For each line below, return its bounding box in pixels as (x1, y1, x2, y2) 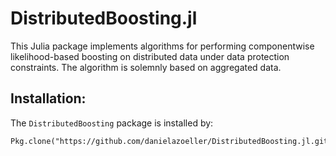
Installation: (10, 90, 87, 107)
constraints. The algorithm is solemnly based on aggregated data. (10, 61, 282, 73)
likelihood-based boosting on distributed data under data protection (10, 50, 290, 62)
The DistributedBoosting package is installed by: (10, 117, 214, 129)
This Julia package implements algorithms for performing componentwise (10, 40, 315, 52)
